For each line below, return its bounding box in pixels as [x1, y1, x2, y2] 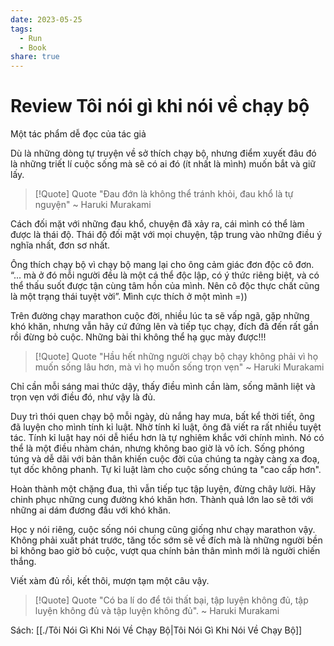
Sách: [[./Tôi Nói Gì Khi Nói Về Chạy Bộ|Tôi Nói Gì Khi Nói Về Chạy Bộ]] [10, 624, 303, 636]
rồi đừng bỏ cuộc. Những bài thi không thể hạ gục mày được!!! [10, 331, 267, 343]
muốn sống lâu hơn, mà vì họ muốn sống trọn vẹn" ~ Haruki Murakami [34, 361, 325, 373]
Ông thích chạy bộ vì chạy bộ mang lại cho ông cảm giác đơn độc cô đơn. [10, 259, 315, 271]
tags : [10, 24, 33, 34]
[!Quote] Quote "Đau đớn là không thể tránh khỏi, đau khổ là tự [34, 188, 294, 200]
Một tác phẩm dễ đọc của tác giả [10, 128, 147, 140]
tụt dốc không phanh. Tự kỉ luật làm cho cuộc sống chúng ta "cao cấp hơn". [10, 464, 322, 476]
